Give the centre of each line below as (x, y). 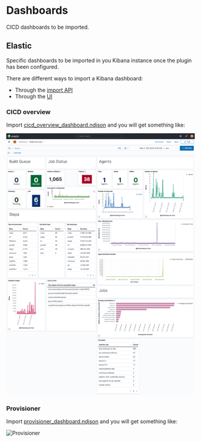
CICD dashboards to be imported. (48, 27)
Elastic (19, 46)
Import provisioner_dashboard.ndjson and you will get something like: (92, 422)
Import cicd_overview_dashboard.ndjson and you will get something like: (96, 125)
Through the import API (44, 90)
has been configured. (33, 67)
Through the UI (33, 96)
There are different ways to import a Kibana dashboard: (75, 78)
